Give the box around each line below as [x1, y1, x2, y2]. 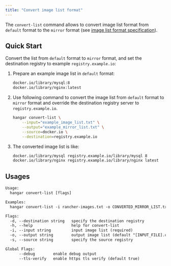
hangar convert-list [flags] [10, 190, 72, 196]
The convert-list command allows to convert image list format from [5, 21, 149, 28]
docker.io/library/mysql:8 [12, 80, 70, 86]
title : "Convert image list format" [5, 7, 83, 13]
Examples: [5, 200, 26, 205]
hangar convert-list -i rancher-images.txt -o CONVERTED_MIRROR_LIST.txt [10, 204, 169, 209]
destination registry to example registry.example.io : [5, 61, 116, 67]
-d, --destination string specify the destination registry [10, 218, 145, 224]
